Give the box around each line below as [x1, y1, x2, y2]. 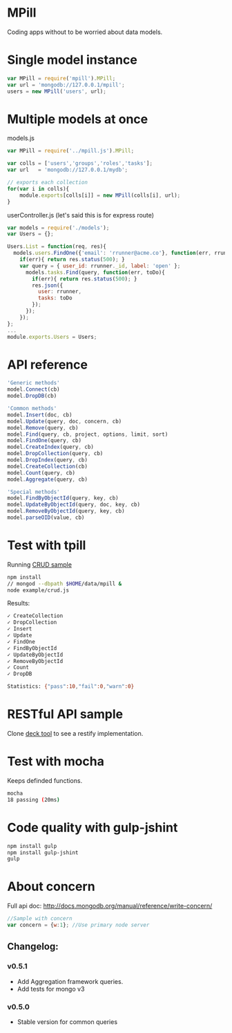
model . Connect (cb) [7, 386, 60, 393]
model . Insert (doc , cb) [7, 411, 72, 418]
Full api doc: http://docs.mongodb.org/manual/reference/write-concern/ [7, 902, 213, 910]
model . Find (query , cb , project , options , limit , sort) [7, 431, 168, 438]
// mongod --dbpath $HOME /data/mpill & [7, 580, 122, 587]
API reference [7, 357, 88, 372]
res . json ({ [32, 282, 64, 289]
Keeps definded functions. [7, 776, 83, 784]
